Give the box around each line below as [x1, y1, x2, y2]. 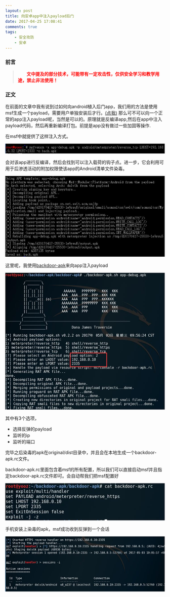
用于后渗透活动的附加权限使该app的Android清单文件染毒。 [5, 165, 127, 172]
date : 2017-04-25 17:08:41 [5, 19, 62, 24]
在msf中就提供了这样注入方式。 [5, 133, 71, 139]
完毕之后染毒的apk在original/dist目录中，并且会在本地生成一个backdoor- [5, 450, 157, 456]
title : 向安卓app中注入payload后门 [5, 13, 74, 19]
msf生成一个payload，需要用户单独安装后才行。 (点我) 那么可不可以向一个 [5, 110, 158, 116]
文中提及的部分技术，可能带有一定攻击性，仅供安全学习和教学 [26, 71, 155, 77]
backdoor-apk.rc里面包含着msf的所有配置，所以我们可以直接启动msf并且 [5, 466, 158, 473]
